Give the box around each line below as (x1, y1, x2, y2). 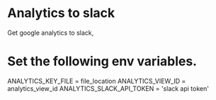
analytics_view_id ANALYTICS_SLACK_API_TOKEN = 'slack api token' (7, 84, 209, 93)
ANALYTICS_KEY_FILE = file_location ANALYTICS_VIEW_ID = (7, 77, 186, 85)
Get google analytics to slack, (7, 28, 94, 37)
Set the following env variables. (7, 53, 197, 70)
